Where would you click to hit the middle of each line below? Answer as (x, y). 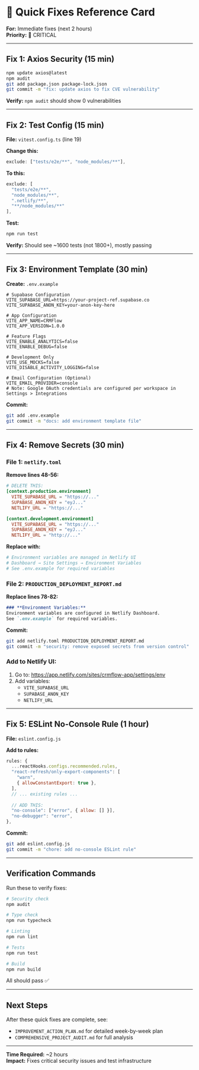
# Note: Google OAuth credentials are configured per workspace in (91, 388)
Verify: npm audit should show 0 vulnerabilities (64, 101)
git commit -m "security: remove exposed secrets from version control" (98, 646)
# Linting (18, 931)
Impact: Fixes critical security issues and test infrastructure (79, 1061)
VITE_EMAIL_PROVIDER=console (42, 383)
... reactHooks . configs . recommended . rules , (65, 766)
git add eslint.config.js (38, 844)
